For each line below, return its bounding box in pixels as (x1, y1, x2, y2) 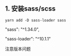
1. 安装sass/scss (5, 4, 56, 13)
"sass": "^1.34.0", (5, 26, 40, 32)
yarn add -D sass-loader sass (5, 18, 67, 23)
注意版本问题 (5, 46, 31, 52)
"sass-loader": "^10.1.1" (5, 36, 51, 41)
